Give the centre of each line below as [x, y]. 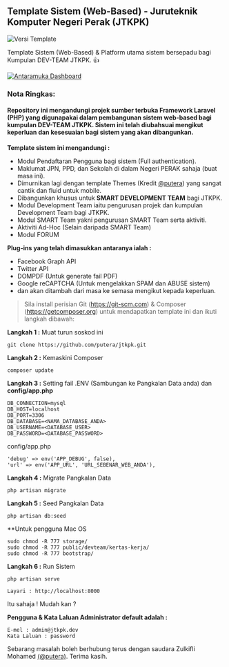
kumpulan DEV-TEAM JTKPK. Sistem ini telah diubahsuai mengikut [105, 125]
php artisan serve [33, 579]
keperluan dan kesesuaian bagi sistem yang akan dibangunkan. [100, 132]
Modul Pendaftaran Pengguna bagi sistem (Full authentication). [107, 161]
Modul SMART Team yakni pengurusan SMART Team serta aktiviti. [112, 220]
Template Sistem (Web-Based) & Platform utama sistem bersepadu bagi [109, 52]
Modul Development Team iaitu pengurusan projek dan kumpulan [110, 205]
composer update [30, 370]
